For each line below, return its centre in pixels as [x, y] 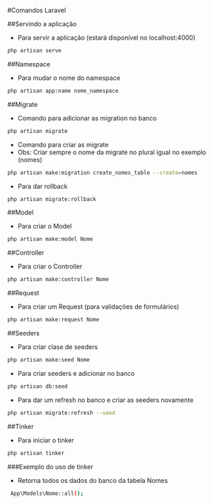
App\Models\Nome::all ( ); [47, 493]
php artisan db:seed [38, 386]
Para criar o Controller [50, 267]
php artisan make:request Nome [53, 320]
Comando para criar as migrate [63, 144]
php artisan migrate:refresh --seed [61, 413]
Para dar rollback [42, 186]
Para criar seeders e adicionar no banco [76, 373]
